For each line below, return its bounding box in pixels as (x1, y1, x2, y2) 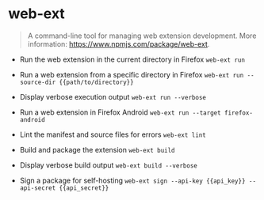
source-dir (19, 78, 56, 86)
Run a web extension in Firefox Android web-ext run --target (19, 108, 221, 117)
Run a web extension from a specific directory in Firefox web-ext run (19, 70, 244, 79)
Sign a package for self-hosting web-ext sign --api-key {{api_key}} (19, 175, 246, 185)
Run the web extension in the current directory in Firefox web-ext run (19, 55, 246, 64)
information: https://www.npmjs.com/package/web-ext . (27, 39, 210, 48)
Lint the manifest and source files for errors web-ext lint (19, 130, 206, 139)
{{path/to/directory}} (59, 78, 134, 86)
